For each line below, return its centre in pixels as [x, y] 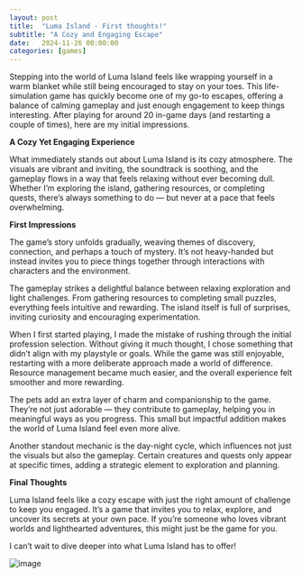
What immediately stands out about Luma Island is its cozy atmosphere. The [151, 159]
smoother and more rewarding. [67, 383]
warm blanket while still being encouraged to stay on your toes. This [136, 86]
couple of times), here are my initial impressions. [100, 125]
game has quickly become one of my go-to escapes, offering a [166, 96]
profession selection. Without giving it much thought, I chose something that [151, 344]
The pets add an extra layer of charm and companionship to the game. [141, 400]
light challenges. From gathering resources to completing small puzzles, [143, 298]
